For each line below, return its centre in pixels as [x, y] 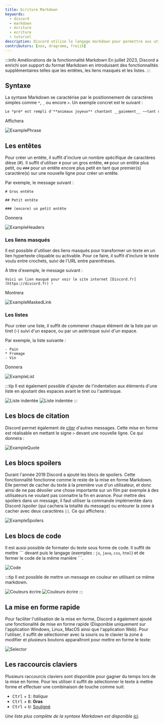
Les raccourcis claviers [41, 665]
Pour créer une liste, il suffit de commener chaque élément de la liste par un [81, 325]
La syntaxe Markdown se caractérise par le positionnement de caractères [79, 97]
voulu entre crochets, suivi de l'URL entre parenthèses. [60, 261]
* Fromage [15, 353]
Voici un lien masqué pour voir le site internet [57, 279]
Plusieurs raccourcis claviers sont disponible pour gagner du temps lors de [81, 676]
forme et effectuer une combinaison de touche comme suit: [65, 687]
